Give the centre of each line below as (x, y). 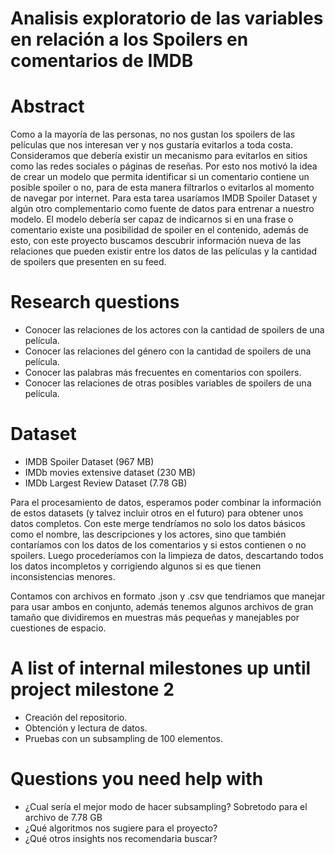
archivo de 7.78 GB (63, 817)
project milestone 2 (92, 689)
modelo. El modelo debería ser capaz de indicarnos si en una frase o (152, 219)
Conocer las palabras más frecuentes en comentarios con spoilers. (163, 373)
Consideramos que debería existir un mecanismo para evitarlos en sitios (159, 156)
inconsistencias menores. (63, 576)
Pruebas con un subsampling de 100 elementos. (123, 738)
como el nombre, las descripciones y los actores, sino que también (148, 534)
